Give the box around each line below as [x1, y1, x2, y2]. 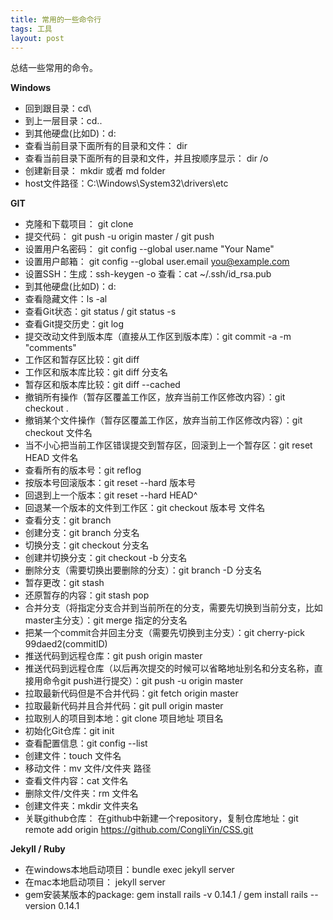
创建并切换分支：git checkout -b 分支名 [24, 552, 188, 564]
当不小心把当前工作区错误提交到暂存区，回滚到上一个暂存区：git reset [24, 439, 313, 451]
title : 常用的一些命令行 [10, 14, 102, 25]
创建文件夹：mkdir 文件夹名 [24, 800, 139, 812]
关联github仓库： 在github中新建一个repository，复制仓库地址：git [24, 812, 299, 825]
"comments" [24, 342, 77, 354]
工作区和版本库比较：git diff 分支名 [24, 366, 169, 378]
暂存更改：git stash [24, 577, 105, 589]
